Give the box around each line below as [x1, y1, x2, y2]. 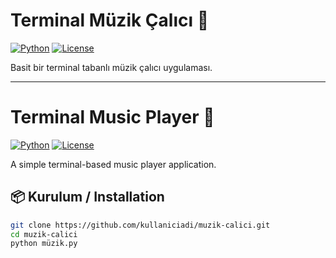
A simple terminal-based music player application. [10, 158, 217, 170]
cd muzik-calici [10, 229, 78, 239]
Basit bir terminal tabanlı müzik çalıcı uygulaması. [10, 61, 213, 73]
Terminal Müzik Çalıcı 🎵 [10, 9, 210, 32]
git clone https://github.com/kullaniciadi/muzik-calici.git [10, 220, 271, 230]
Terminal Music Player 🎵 [10, 106, 215, 129]
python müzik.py [10, 239, 78, 249]
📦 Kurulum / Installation [10, 189, 165, 206]
